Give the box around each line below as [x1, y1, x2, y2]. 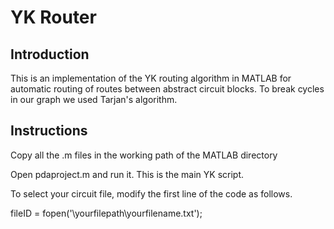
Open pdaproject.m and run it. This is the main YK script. [10, 168, 245, 180]
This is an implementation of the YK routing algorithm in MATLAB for [10, 72, 292, 84]
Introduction [10, 46, 90, 63]
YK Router [10, 6, 97, 29]
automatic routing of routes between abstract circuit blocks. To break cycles [10, 83, 325, 95]
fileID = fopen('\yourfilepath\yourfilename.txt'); [10, 207, 203, 219]
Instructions [10, 122, 88, 140]
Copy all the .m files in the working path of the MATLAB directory [10, 149, 278, 161]
